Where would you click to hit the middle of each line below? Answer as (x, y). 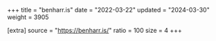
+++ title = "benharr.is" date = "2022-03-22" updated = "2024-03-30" (108, 10)
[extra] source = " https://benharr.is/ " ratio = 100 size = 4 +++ (94, 30)
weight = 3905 (28, 17)
